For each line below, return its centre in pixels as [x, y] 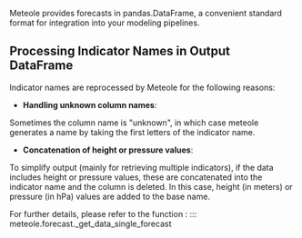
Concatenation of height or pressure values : [108, 150]
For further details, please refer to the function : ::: [103, 213]
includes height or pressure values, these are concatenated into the [136, 177]
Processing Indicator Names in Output [120, 51]
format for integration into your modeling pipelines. [105, 23]
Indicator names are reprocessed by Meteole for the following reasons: [142, 87]
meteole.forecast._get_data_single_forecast [91, 223]
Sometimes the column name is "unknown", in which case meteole [134, 123]
